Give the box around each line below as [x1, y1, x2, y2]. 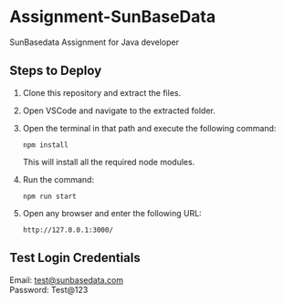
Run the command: [22, 173, 94, 184]
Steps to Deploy [9, 63, 102, 79]
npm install [22, 140, 69, 150]
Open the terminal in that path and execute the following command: [22, 122, 277, 133]
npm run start [22, 192, 77, 201]
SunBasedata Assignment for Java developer [9, 37, 180, 47]
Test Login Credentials [9, 250, 142, 266]
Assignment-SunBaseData [9, 6, 216, 27]
